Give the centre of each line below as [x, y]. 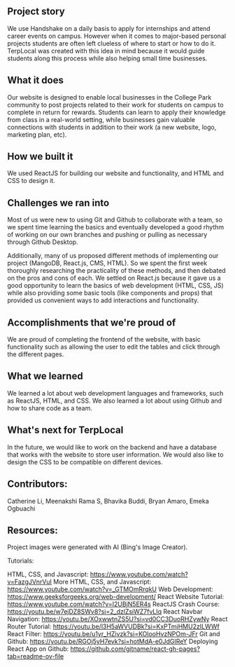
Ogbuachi [21, 508]
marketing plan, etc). [37, 134]
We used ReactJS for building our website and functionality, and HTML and [115, 173]
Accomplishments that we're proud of [92, 322]
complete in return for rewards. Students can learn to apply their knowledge [116, 112]
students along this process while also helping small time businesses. [107, 58]
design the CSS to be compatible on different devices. [85, 461]
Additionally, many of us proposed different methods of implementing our [113, 256]
